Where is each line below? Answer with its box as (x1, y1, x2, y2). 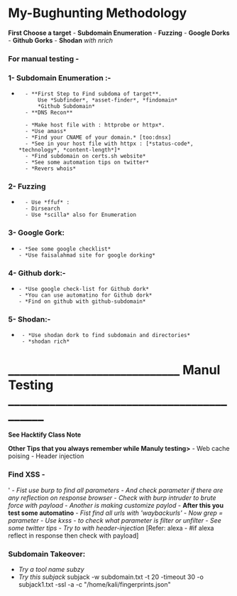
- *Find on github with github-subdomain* (18, 298, 146, 305)
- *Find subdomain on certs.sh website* (25, 153, 146, 160)
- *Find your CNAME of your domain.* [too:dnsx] (25, 134, 172, 142)
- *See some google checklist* (18, 245, 111, 252)
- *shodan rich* (21, 338, 70, 346)
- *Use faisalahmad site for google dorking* (18, 251, 155, 259)
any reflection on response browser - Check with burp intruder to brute (8, 493, 216, 502)
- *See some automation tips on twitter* (25, 159, 150, 166)
